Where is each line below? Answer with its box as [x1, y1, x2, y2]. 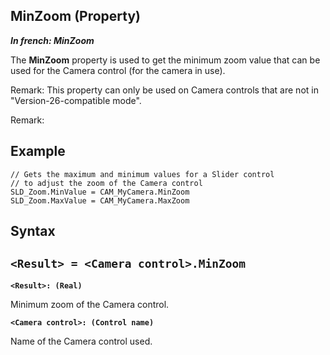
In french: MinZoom [10, 34, 95, 46]
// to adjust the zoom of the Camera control [10, 178, 203, 188]
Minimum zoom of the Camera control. [10, 298, 170, 310]
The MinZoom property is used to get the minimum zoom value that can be [10, 54, 321, 66]
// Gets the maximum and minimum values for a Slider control [10, 169, 275, 179]
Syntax [10, 223, 56, 240]
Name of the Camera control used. [10, 335, 153, 347]
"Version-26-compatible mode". [10, 94, 142, 106]
